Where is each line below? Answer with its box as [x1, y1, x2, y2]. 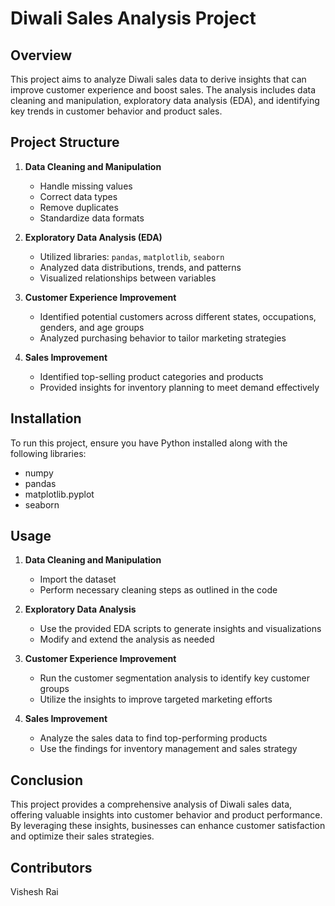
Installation [10, 410, 82, 427]
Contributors [10, 859, 93, 876]
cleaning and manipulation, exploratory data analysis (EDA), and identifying [10, 95, 320, 106]
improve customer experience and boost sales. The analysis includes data [10, 84, 317, 96]
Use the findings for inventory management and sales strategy [39, 743, 298, 755]
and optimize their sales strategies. [10, 830, 155, 842]
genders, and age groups [39, 321, 145, 333]
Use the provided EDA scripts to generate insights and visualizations [39, 623, 322, 635]
